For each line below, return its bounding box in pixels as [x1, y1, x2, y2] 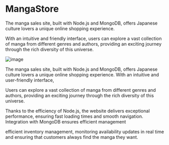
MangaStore [5, 3, 59, 15]
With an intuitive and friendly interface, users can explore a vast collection [5, 35, 162, 42]
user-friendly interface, [5, 77, 55, 83]
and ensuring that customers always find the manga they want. [5, 134, 138, 140]
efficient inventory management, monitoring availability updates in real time [5, 129, 164, 135]
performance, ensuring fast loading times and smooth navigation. [5, 113, 143, 119]
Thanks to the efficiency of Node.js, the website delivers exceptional [5, 108, 150, 114]
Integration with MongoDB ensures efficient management [5, 118, 126, 125]
